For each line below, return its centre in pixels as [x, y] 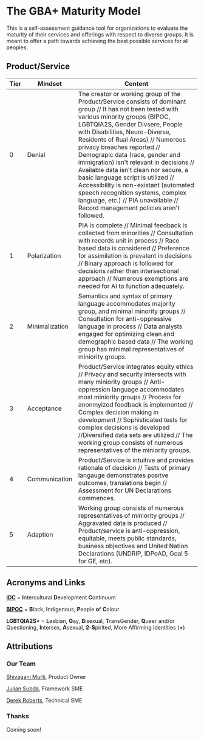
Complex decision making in [118, 412]
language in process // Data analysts [130, 326]
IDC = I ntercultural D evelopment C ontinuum [61, 597]
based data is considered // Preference [134, 248]
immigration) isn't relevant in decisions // [136, 162]
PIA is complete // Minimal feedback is [133, 225]
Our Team [21, 664]
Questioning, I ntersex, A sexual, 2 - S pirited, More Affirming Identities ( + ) [96, 627]
